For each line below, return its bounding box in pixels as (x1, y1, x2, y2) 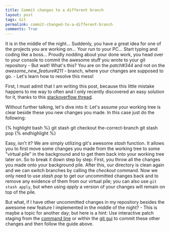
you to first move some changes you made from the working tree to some (5, 145, 160, 152)
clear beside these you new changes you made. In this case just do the (5, 110, 155, 116)
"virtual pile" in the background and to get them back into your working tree (5, 151, 164, 157)
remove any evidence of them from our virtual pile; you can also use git (5, 178, 157, 184)
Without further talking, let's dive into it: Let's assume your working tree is (5, 104, 161, 110)
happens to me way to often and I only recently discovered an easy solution (5, 89, 164, 95)
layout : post (5, 12, 33, 17)
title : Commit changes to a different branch (5, 7, 104, 13)
